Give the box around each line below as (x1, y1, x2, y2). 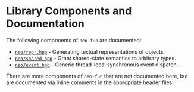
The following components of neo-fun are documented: (6, 36, 142, 44)
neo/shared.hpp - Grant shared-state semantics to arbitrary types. (14, 54, 177, 62)
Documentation (6, 17, 85, 30)
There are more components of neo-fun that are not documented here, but (6, 72, 189, 79)
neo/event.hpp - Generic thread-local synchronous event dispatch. (14, 61, 179, 68)
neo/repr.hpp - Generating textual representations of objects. (14, 48, 165, 55)
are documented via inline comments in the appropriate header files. (6, 79, 174, 86)
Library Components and (6, 4, 132, 18)
